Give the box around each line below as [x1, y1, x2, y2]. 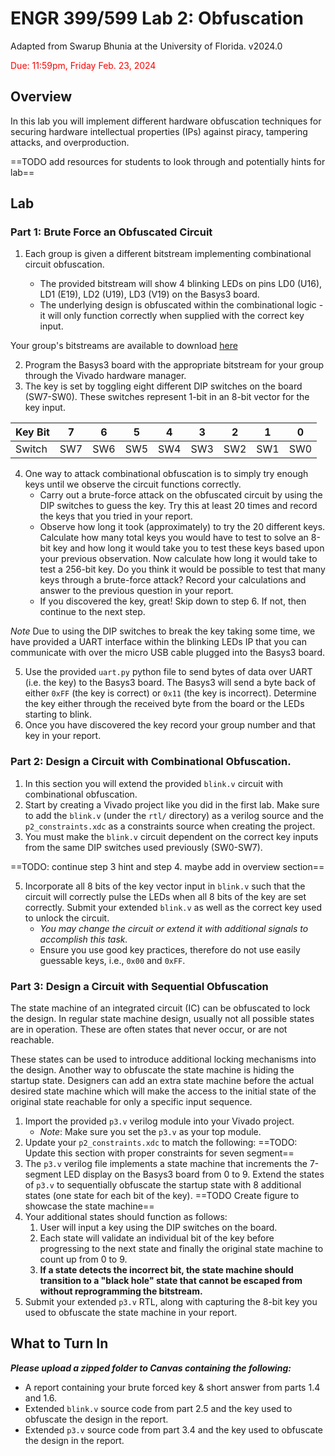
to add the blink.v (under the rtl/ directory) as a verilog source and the [24, 809, 324, 821]
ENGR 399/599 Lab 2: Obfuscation [10, 7, 305, 30]
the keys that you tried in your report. [39, 510, 193, 522]
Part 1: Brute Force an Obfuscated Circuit [10, 225, 213, 239]
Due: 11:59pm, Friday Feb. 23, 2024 [10, 59, 157, 71]
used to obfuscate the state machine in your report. [24, 1307, 238, 1319]
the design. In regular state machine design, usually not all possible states [10, 1013, 315, 1025]
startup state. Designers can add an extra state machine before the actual [10, 1075, 315, 1087]
